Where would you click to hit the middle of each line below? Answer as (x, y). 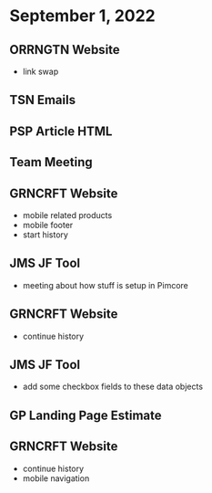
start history (45, 235)
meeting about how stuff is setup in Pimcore (106, 285)
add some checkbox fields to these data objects (112, 387)
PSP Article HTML (61, 131)
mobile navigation (56, 478)
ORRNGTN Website (65, 50)
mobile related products (67, 215)
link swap (40, 71)
